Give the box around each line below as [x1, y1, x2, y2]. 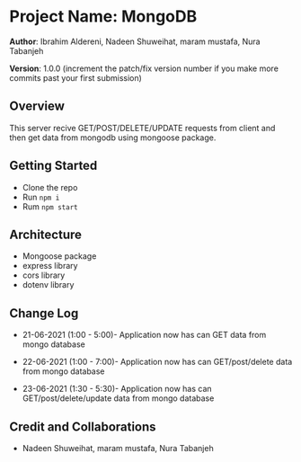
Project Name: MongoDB [9, 6, 198, 27]
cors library [22, 270, 66, 280]
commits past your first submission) [9, 72, 142, 83]
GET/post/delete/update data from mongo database [22, 393, 215, 404]
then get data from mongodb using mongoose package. [9, 132, 217, 143]
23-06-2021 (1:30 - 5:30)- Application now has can [22, 384, 213, 395]
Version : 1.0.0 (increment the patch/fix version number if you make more [9, 63, 279, 74]
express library [22, 261, 78, 271]
